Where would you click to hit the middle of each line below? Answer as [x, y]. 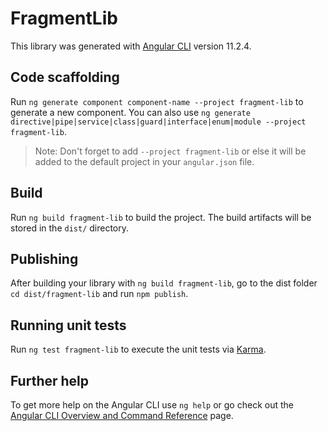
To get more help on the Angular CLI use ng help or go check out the [152, 405]
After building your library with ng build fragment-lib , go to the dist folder [164, 283]
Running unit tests [68, 325]
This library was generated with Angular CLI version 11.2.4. [131, 46]
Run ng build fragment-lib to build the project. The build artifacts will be [161, 217]
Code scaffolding [65, 77]
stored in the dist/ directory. [70, 228]
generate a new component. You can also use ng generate [130, 112]
